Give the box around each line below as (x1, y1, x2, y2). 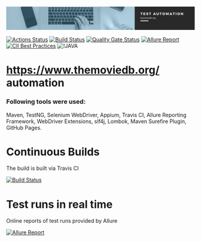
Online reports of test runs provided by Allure (6, 217, 118, 225)
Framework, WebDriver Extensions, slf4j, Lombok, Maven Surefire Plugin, (6, 118, 187, 125)
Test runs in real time (6, 198, 113, 211)
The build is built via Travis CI (6, 165, 79, 172)
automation (6, 76, 65, 90)
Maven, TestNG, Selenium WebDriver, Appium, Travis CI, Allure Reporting (6, 111, 187, 118)
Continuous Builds (6, 145, 100, 159)
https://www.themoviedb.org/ (6, 64, 160, 77)
